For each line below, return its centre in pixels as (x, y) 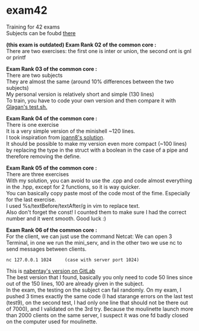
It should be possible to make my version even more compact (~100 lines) (97, 143)
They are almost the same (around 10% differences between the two (90, 82)
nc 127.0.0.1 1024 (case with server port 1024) (73, 260)
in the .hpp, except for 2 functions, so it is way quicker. (73, 187)
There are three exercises (38, 174)
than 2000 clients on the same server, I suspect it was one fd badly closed (97, 315)
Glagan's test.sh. (27, 107)
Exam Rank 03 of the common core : (52, 68)
